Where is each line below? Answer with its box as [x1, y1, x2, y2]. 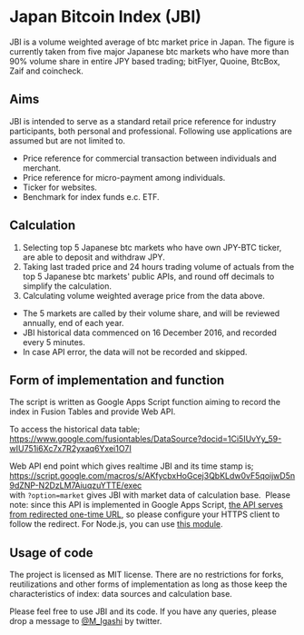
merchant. [22, 162, 62, 174]
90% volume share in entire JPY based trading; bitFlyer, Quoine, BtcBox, [9, 55, 280, 66]
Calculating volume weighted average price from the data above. [22, 290, 266, 301]
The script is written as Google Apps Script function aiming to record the [9, 397, 281, 408]
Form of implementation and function [9, 372, 225, 388]
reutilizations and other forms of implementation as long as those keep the [9, 579, 288, 590]
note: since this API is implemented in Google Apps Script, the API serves [9, 500, 283, 511]
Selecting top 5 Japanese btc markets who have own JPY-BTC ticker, [22, 242, 282, 253]
